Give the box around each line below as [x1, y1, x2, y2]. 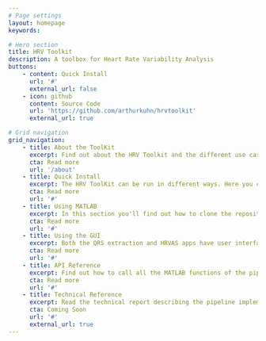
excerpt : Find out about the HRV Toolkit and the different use [28, 151, 246, 159]
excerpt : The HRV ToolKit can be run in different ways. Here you [28, 180, 253, 189]
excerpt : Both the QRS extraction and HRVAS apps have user [28, 239, 232, 247]
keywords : [8, 26, 41, 34]
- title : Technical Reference [22, 291, 123, 299]
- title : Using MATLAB [22, 202, 97, 210]
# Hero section [8, 40, 59, 48]
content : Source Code [28, 100, 101, 108]
